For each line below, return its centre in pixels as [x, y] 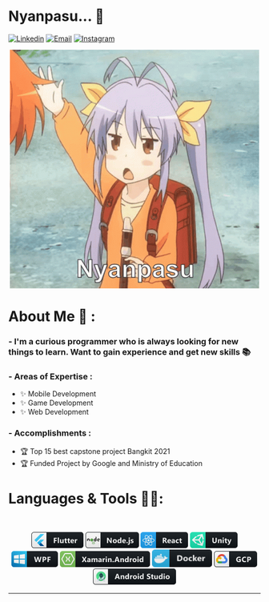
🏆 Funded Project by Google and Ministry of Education [111, 463]
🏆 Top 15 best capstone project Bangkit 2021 [95, 451]
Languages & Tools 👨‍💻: [86, 498]
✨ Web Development [54, 412]
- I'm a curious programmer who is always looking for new [123, 342]
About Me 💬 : [52, 317]
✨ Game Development [56, 403]
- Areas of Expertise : [50, 376]
